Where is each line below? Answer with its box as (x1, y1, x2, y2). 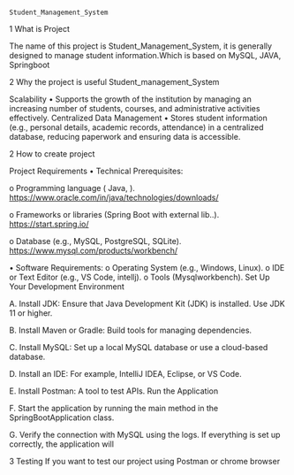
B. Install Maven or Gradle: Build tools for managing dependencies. (9, 325, 253, 335)
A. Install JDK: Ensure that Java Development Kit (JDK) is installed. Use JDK (9, 298, 285, 309)
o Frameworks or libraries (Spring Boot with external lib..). (9, 210, 220, 219)
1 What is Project (9, 24, 71, 34)
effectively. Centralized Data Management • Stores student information (9, 112, 268, 123)
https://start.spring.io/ (9, 218, 90, 229)
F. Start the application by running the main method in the (9, 403, 219, 413)
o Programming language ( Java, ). (9, 183, 135, 193)
